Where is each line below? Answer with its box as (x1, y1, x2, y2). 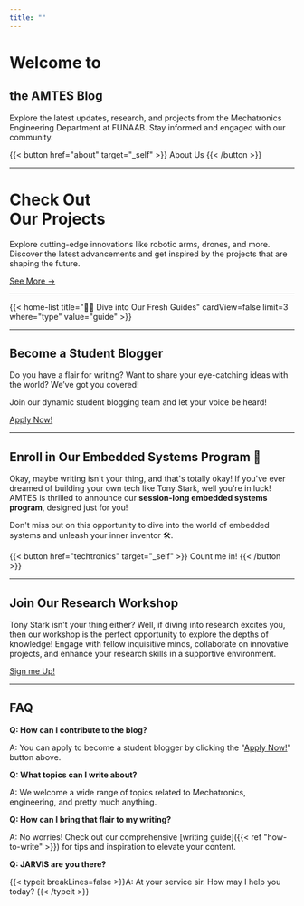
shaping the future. (9, 257, 81, 268)
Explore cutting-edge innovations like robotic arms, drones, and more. (9, 238, 271, 249)
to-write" (9, 841, 43, 852)
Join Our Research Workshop (9, 595, 179, 611)
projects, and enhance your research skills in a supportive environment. (9, 649, 277, 659)
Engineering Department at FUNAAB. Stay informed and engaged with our (9, 121, 286, 132)
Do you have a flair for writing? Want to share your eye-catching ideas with (9, 370, 289, 381)
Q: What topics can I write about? (9, 769, 138, 780)
